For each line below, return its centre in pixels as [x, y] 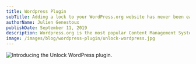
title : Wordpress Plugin [36, 11]
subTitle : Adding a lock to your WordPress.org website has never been [95, 17]
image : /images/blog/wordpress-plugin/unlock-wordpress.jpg [81, 38]
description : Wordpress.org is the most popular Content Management [91, 33]
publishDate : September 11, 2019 [47, 28]
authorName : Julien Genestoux [43, 22]
